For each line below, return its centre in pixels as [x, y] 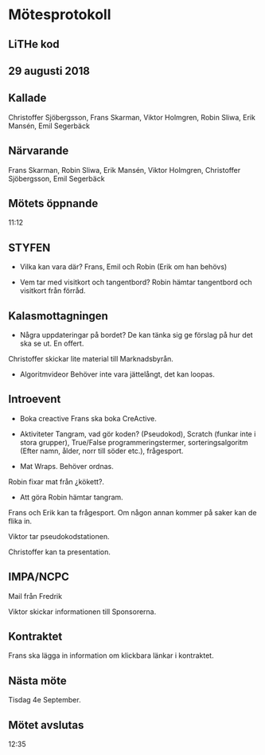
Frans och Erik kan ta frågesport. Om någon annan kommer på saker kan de [132, 512]
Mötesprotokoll [60, 15]
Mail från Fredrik [35, 596]
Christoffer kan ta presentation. [60, 552]
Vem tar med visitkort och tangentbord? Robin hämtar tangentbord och [136, 282]
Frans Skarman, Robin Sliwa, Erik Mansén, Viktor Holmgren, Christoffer [125, 170]
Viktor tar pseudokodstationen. [59, 536]
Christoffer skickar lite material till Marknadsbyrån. [91, 359]
